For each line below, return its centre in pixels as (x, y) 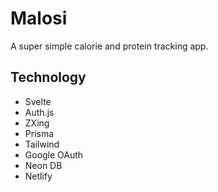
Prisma (39, 133)
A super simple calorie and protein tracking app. (109, 46)
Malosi (39, 18)
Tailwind (42, 144)
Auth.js (39, 112)
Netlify (38, 176)
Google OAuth (54, 154)
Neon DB (43, 165)
